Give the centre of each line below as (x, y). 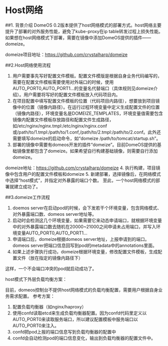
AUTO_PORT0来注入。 (36, 325)
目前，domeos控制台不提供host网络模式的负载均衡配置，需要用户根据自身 (82, 290)
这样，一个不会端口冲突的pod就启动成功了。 (51, 268)
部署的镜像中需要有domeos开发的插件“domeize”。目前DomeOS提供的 (85, 144)
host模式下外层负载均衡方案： (36, 279)
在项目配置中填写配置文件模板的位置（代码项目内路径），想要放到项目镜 (86, 101)
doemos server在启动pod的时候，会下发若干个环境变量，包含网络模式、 (87, 208)
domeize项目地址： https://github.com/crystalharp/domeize (66, 54)
